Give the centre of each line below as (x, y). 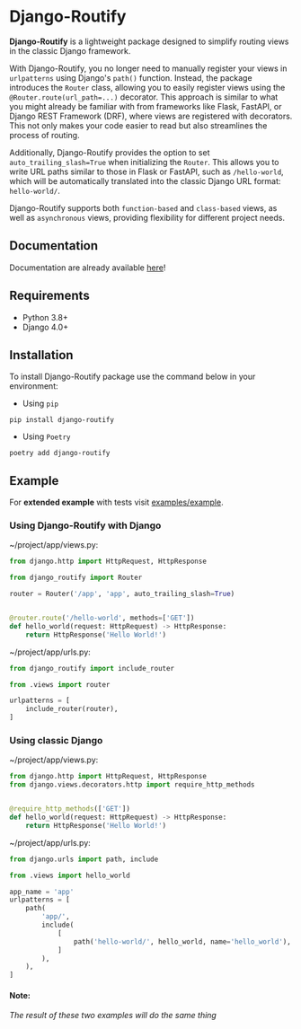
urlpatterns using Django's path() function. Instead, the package (131, 77)
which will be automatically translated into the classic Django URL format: (145, 180)
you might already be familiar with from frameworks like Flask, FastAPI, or (146, 106)
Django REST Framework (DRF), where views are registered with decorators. (151, 116)
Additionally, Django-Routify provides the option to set (110, 152)
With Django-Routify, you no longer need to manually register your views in (148, 68)
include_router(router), (72, 709)
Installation (41, 355)
